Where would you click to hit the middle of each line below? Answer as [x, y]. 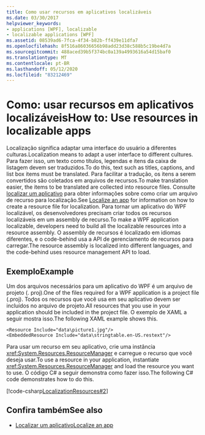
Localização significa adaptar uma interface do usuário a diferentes [91, 148]
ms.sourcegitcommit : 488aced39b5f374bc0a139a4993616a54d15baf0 [89, 52]
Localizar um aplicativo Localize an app [64, 425]
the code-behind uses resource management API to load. [79, 252]
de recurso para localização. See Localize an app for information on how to [100, 200]
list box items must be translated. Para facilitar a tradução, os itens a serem [101, 174]
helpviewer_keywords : [34, 23]
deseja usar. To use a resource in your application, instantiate [83, 360]
